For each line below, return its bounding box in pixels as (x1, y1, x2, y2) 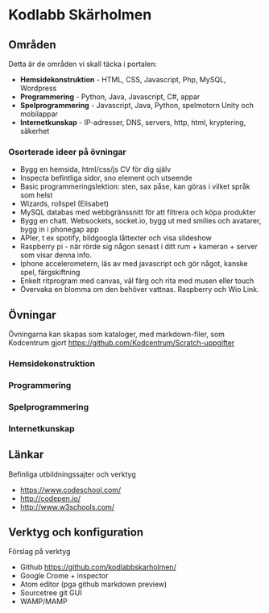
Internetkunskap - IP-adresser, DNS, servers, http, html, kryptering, (19, 118, 246, 127)
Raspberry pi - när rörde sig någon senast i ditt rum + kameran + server (19, 242, 258, 252)
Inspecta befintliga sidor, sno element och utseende (19, 173, 192, 183)
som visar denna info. (19, 250, 93, 260)
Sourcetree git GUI (19, 588, 82, 598)
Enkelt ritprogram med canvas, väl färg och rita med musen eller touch (19, 276, 255, 286)
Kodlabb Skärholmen (8, 6, 152, 24)
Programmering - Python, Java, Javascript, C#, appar (19, 92, 201, 102)
